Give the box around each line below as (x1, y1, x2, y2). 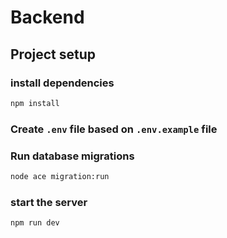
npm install (10, 98, 60, 108)
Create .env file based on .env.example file (10, 122, 218, 136)
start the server (10, 195, 88, 209)
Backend (10, 6, 85, 29)
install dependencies (10, 76, 115, 90)
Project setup (10, 46, 97, 63)
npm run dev (10, 218, 60, 228)
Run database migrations (10, 149, 135, 163)
